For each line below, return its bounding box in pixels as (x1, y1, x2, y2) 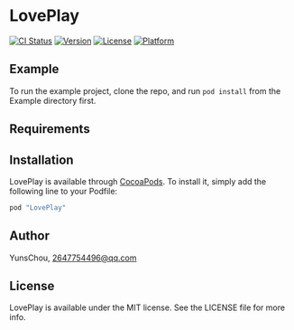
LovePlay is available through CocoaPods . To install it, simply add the (9, 175, 267, 186)
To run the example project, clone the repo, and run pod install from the (9, 85, 281, 96)
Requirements (9, 121, 90, 137)
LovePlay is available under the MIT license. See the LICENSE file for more (9, 302, 286, 313)
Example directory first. (9, 95, 96, 106)
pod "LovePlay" (9, 203, 67, 212)
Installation (9, 152, 74, 167)
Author (9, 228, 50, 244)
